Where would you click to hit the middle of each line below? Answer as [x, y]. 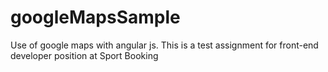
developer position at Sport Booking [84, 55]
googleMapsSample [95, 17]
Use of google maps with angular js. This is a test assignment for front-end [164, 45]
